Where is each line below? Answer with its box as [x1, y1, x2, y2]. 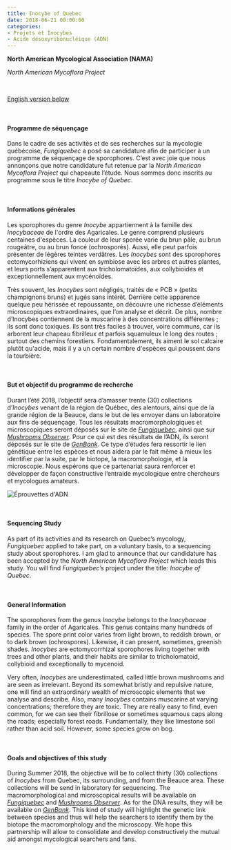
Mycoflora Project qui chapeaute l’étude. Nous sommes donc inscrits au [7, 168, 212, 177]
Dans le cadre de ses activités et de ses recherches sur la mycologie [7, 139, 203, 148]
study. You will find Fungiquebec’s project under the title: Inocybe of [7, 563, 201, 572]
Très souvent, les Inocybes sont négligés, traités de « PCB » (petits [7, 285, 198, 293]
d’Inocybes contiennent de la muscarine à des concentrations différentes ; [7, 315, 219, 323]
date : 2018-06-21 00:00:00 [7, 17, 85, 23]
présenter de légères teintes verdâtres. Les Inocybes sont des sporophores [7, 250, 221, 258]
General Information [7, 600, 67, 608]
